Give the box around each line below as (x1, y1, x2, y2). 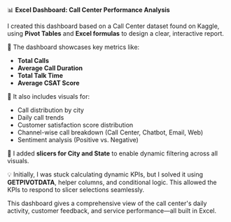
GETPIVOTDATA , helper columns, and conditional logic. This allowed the (7, 178, 217, 186)
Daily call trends (17, 113, 64, 121)
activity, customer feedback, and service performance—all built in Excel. (7, 207, 217, 215)
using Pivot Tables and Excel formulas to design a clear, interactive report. (7, 29, 224, 37)
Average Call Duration (17, 64, 83, 72)
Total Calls (17, 57, 49, 64)
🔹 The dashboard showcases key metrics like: (7, 43, 140, 51)
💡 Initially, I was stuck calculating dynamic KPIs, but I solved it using (7, 170, 204, 179)
